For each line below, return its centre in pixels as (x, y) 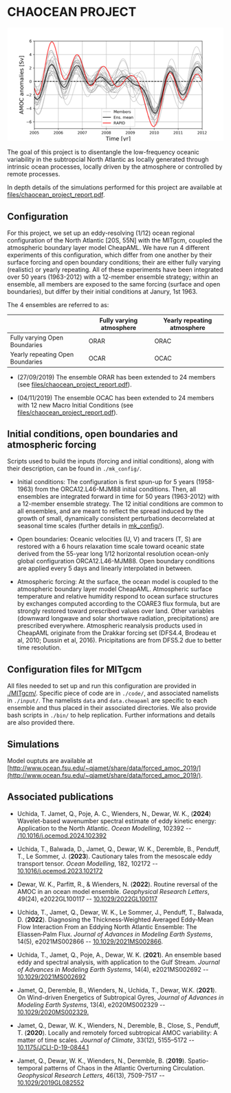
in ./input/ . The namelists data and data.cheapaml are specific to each (107, 700)
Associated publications (60, 797)
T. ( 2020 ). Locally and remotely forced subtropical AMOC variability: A (117, 1032)
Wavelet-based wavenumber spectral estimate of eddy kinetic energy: (117, 821)
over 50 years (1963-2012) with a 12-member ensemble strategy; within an (113, 277)
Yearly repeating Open (42, 355)
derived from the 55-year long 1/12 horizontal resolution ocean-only (113, 554)
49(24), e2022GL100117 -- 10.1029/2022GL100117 (87, 899)
